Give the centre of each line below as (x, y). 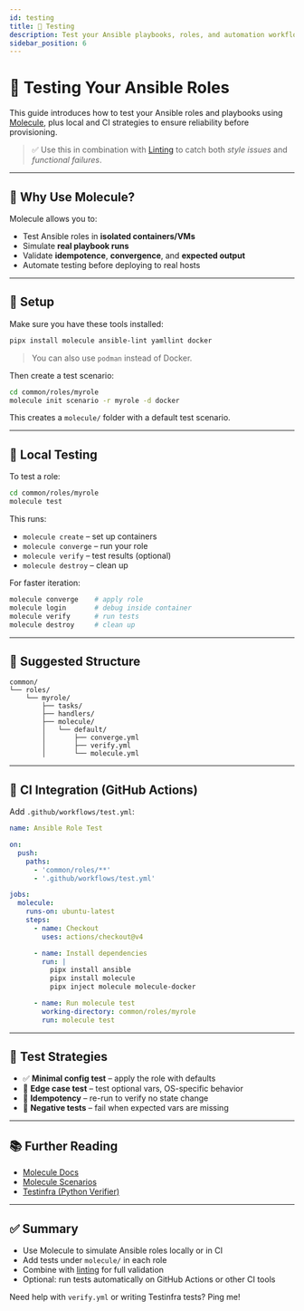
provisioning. (33, 132)
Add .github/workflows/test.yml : (72, 812)
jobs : (19, 895)
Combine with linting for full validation (93, 1270)
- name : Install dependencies (90, 953)
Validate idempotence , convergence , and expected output (134, 255)
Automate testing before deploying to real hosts (111, 265)
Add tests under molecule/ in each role (95, 1260)
